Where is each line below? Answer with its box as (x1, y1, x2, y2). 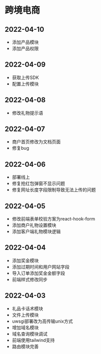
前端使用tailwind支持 (12, 337, 55, 343)
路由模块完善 (12, 343, 39, 349)
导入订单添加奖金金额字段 (12, 270, 65, 276)
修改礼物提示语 (12, 110, 43, 116)
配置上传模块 (12, 80, 39, 86)
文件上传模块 (12, 312, 39, 318)
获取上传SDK (12, 74, 39, 80)
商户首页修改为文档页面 (12, 139, 61, 145)
